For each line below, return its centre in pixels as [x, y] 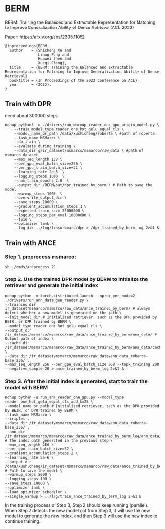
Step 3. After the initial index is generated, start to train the [77, 381]
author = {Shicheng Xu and [40, 50]
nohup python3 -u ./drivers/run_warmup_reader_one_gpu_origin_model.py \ [82, 125]
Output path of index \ [29, 339]
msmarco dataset [22, 155]
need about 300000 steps [31, 115]
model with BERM [27, 387]
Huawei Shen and [55, 59]
